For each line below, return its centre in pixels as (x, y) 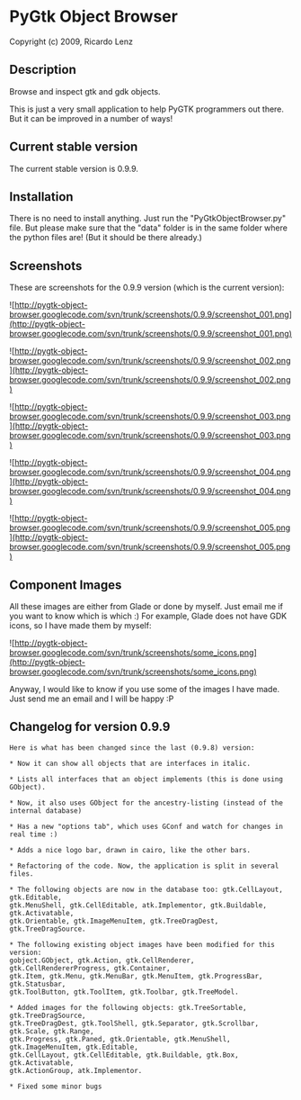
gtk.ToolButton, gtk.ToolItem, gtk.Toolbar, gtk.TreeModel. (124, 992)
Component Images (66, 585)
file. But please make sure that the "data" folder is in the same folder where (148, 228)
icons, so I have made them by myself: (80, 626)
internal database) (46, 811)
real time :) (34, 834)
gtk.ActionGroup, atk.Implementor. (76, 1070)
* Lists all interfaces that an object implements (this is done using (146, 779)
